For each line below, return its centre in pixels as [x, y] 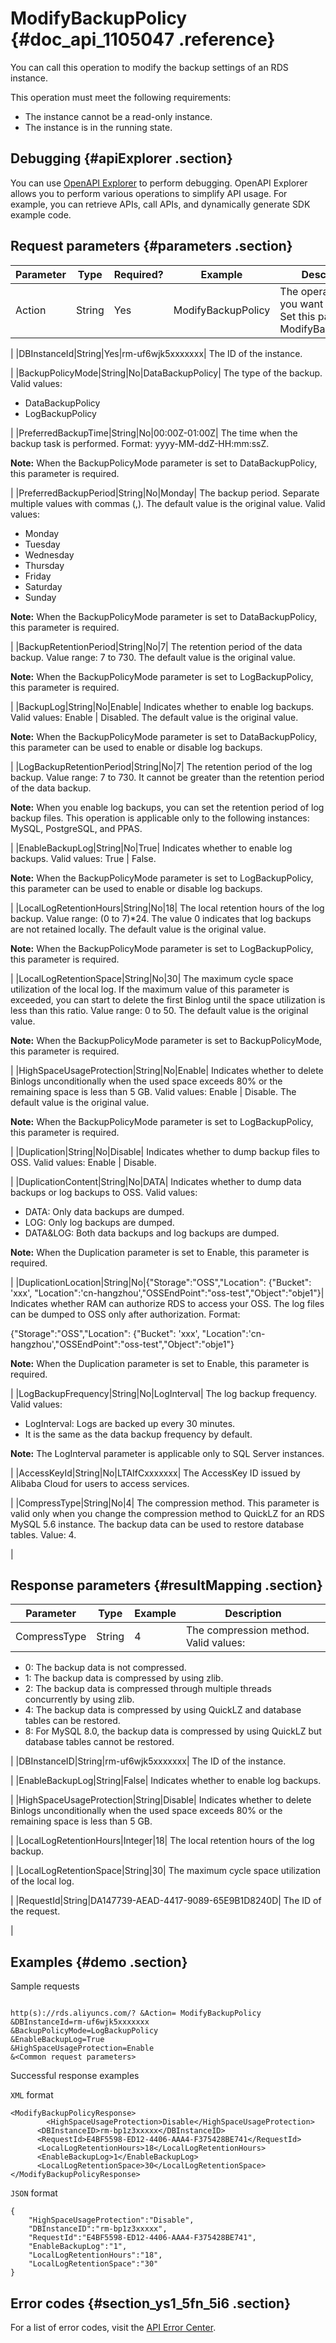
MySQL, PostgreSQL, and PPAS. [76, 828]
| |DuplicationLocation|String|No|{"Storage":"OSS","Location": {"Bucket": [161, 1282]
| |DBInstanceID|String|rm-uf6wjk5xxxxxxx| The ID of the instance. [148, 1761]
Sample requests [45, 1986]
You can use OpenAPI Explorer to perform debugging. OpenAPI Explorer [159, 183]
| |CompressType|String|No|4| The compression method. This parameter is [165, 1503]
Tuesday [42, 544]
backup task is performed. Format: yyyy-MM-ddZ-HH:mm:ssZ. [140, 443]
